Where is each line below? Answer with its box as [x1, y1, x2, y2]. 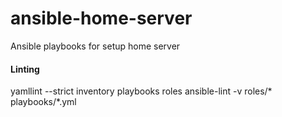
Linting [10, 63, 40, 75]
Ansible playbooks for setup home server [10, 40, 181, 52]
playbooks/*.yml [10, 96, 77, 108]
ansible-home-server [10, 7, 193, 30]
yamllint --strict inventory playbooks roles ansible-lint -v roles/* [10, 85, 273, 97]
